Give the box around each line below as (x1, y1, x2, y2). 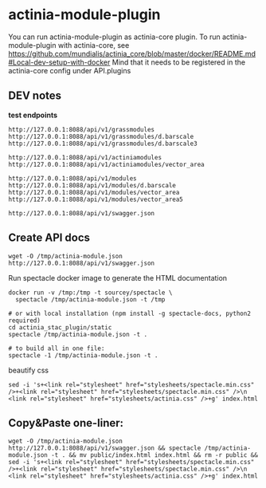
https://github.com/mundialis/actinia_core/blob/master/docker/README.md (8, 49, 256, 58)
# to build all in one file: (8, 344, 105, 352)
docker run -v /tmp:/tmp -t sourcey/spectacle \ (8, 289, 173, 297)
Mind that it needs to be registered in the (111, 57, 245, 67)
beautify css (8, 365, 49, 375)
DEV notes (8, 89, 62, 103)
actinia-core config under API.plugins (8, 65, 131, 75)
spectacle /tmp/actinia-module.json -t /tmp (15, 295, 166, 304)
